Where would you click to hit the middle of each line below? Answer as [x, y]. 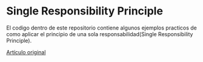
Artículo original [26, 52]
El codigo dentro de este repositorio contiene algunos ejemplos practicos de [101, 28]
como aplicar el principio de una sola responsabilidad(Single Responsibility [100, 34]
